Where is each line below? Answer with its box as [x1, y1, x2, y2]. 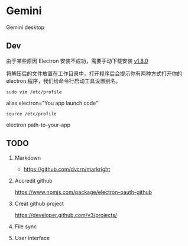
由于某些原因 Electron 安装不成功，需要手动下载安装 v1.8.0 [6, 57, 149, 64]
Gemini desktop [6, 24, 45, 31]
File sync [14, 223, 37, 230]
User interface [14, 234, 50, 241]
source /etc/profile [6, 111, 57, 116]
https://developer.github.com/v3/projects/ [14, 211, 117, 218]
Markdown [14, 154, 41, 161]
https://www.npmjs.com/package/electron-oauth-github [14, 188, 153, 196]
